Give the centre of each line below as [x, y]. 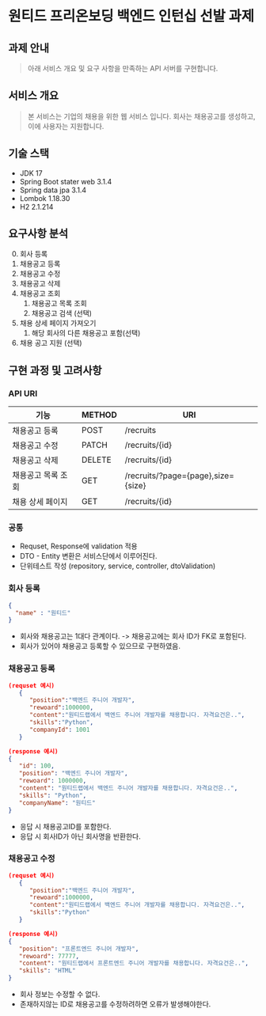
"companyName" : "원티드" [57, 803]
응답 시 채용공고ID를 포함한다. [66, 826]
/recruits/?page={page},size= [180, 476]
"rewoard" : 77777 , [49, 956]
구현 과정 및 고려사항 [55, 370]
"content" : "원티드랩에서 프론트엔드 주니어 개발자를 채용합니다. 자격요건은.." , [134, 963]
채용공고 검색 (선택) [62, 313]
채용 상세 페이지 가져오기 [58, 323]
